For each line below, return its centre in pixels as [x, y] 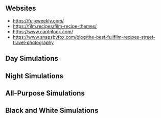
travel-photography [33, 42]
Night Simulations [34, 76]
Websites [21, 8]
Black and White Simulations [52, 111]
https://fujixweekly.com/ [38, 20]
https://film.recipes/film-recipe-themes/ [55, 26]
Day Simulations [32, 58]
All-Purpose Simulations [45, 93]
